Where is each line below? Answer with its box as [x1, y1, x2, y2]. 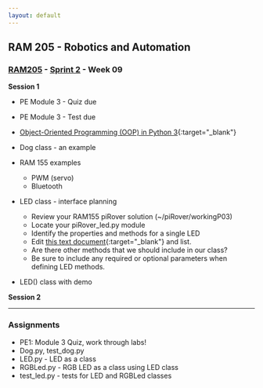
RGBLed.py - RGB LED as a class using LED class [19, 362, 178, 372]
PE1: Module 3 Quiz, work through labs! [19, 337, 147, 346]
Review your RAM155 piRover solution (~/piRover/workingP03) [31, 212, 233, 221]
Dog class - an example [19, 143, 96, 152]
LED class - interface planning [19, 197, 117, 207]
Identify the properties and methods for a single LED [31, 229, 200, 238]
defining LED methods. [31, 262, 106, 272]
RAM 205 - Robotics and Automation [8, 41, 191, 54]
